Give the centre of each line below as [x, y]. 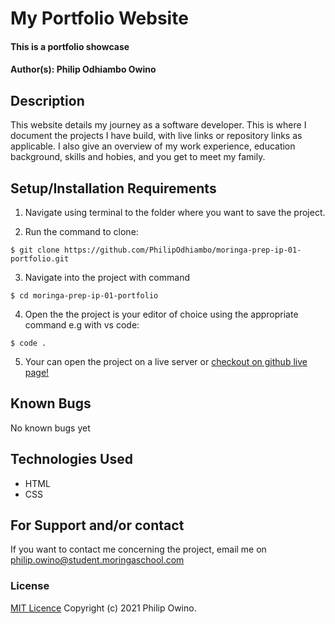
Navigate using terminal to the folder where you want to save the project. [175, 212]
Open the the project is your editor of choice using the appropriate [161, 314]
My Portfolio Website [99, 18]
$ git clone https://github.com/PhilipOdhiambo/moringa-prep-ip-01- [156, 250]
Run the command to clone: [81, 231]
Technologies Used [71, 459]
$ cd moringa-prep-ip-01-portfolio [84, 296]
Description [47, 100]
